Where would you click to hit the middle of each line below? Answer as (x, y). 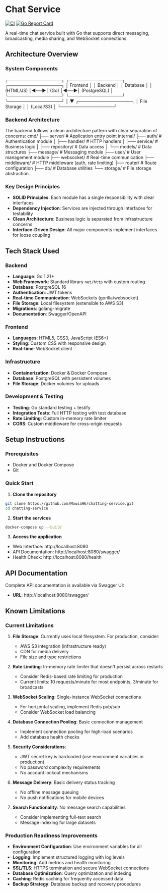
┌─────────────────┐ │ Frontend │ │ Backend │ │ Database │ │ (79, 85)
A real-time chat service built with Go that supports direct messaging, (77, 33)
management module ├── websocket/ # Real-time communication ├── (80, 157)
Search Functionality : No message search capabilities (69, 807)
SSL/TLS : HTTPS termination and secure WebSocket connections (81, 868)
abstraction (17, 173)
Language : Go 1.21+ (33, 276)
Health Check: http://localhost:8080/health (57, 557)
